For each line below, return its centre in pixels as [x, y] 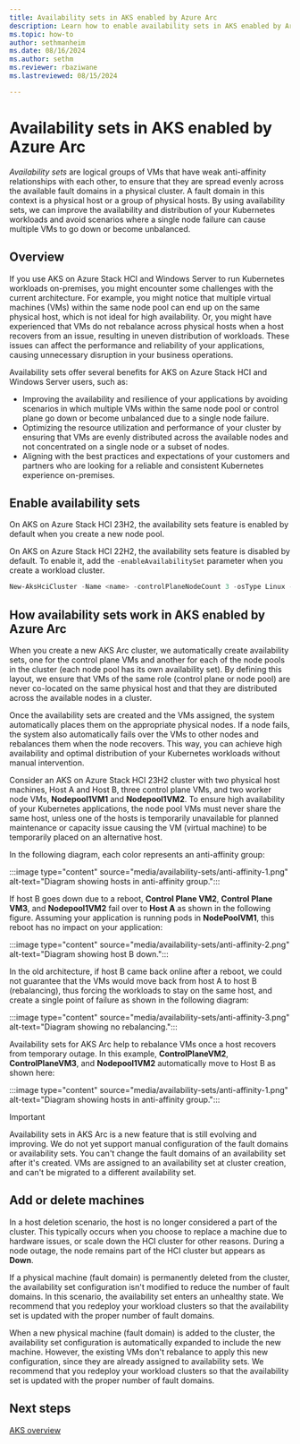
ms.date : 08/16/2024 [48, 51]
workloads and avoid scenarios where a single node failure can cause [137, 219]
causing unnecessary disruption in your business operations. [121, 355]
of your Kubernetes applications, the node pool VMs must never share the [145, 808]
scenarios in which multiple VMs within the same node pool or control [150, 408]
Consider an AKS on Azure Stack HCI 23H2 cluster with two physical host [145, 780]
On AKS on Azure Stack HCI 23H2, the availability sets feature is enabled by [149, 525]
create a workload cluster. [57, 570]
